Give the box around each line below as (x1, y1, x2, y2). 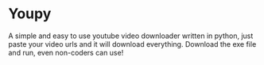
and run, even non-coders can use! (8, 48, 124, 57)
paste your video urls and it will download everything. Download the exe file (8, 39, 257, 48)
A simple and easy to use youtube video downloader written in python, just (8, 31, 254, 40)
